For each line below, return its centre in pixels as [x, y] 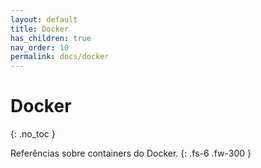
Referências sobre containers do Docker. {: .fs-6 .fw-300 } [131, 153]
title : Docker [40, 29]
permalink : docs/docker [60, 57]
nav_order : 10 [40, 47]
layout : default [44, 19]
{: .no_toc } [33, 134]
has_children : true [51, 38]
